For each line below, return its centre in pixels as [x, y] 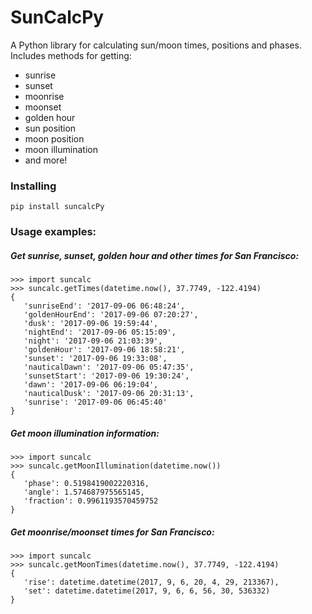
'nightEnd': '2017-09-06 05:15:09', [100, 332]
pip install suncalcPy [57, 207]
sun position [50, 128]
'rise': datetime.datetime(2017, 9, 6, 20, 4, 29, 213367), [151, 582]
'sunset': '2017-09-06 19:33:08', [95, 359]
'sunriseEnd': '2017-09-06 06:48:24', [104, 306]
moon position [54, 138]
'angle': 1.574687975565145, [84, 492]
